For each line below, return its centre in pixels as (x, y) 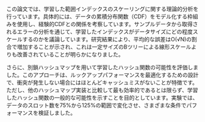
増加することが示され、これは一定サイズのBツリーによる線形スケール (104, 47)
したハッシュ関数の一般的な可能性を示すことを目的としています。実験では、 (102, 98)
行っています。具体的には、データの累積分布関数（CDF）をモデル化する (97, 16)
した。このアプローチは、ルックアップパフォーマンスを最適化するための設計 (103, 75)
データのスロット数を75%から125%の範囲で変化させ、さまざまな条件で (97, 105)
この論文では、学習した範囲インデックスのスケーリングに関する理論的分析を (103, 9)
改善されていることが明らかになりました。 (70, 54)
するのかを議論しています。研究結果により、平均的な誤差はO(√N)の (107, 39)
